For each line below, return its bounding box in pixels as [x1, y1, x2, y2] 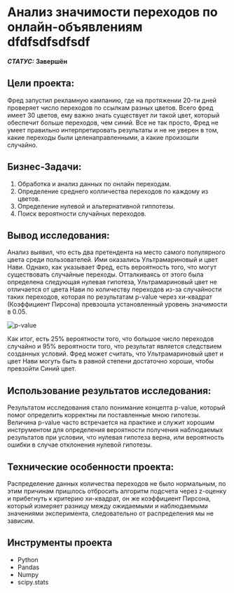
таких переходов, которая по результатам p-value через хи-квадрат [7, 293, 212, 301]
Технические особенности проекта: [7, 461, 174, 473]
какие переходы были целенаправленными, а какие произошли [7, 133, 199, 141]
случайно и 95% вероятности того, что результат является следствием [7, 342, 222, 351]
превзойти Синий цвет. [7, 365, 76, 373]
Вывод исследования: [7, 229, 110, 242]
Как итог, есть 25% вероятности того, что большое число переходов [7, 335, 214, 343]
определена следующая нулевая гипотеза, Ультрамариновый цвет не [7, 278, 217, 286]
